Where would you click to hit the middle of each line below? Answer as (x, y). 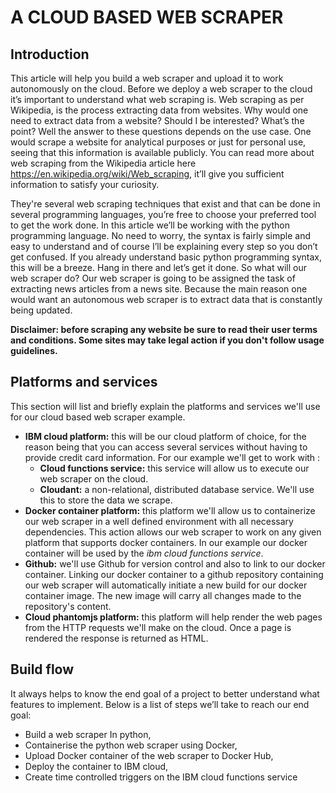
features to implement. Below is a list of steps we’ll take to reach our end (160, 704)
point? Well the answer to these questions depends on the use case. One (161, 131)
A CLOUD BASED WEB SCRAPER (147, 17)
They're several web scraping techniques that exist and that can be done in (165, 204)
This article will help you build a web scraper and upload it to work (147, 78)
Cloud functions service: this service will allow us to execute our (174, 468)
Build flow (42, 669)
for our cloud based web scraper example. (98, 417)
